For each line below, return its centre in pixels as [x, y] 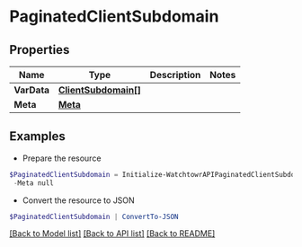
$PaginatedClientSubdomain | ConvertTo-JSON [94, 216]
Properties [40, 50]
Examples [37, 137]
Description [175, 75]
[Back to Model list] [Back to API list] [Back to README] [112, 234]
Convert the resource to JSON [78, 200]
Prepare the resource [62, 158]
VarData [32, 90]
